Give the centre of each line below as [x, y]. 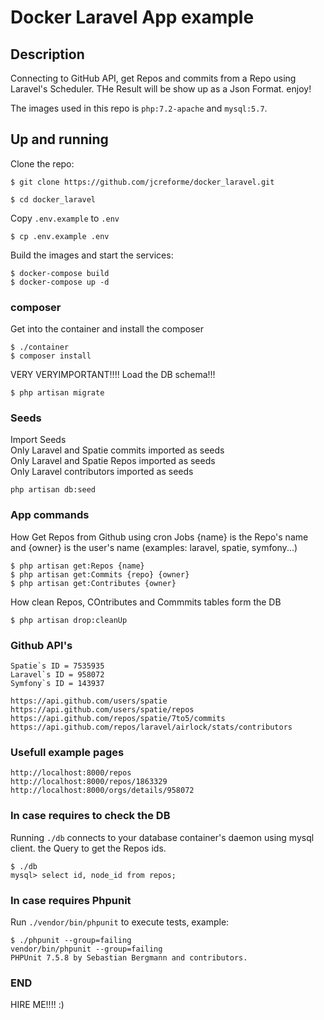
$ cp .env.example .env [60, 236]
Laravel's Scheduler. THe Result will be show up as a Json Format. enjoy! [161, 89]
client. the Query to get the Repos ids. [88, 848]
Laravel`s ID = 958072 [57, 675]
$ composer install [51, 356]
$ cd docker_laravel [53, 199]
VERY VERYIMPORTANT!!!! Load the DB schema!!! [113, 375]
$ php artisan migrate [57, 393]
